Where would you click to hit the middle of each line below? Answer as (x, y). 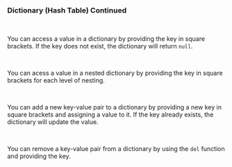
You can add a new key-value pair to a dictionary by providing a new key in (115, 107)
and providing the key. (39, 156)
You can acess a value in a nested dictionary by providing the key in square (115, 73)
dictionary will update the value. (53, 122)
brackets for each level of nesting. (56, 80)
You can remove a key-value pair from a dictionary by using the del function (116, 149)
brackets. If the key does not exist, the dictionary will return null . (100, 46)
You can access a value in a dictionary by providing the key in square (106, 39)
